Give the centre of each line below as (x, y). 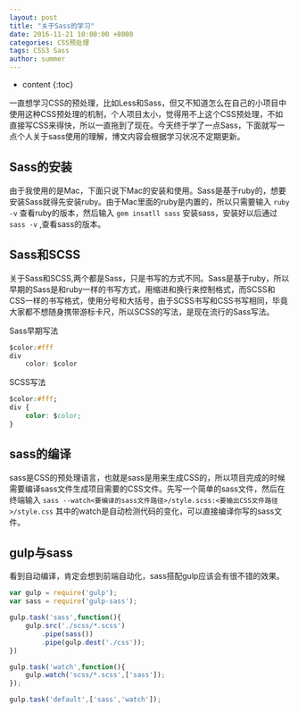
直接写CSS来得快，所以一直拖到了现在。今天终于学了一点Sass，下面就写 (143, 125)
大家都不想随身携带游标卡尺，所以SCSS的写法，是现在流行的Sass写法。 (142, 311)
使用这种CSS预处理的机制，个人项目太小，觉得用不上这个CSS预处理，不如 (146, 114)
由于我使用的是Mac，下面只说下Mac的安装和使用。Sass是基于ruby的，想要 (148, 190)
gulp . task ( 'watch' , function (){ (67, 667)
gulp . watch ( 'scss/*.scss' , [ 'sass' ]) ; (95, 675)
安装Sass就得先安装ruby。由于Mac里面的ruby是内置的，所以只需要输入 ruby (149, 201)
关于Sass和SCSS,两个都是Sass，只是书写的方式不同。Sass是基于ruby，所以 (149, 278)
